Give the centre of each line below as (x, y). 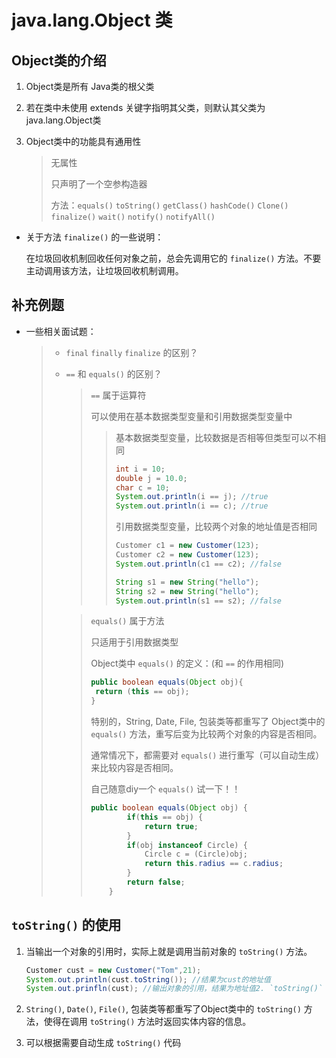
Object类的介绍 (59, 60)
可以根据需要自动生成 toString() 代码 (103, 1043)
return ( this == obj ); (142, 692)
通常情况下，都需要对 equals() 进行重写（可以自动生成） (207, 755)
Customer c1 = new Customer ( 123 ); (187, 546)
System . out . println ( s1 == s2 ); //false (198, 601)
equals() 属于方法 (127, 621)
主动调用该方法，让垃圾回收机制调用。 (104, 270)
